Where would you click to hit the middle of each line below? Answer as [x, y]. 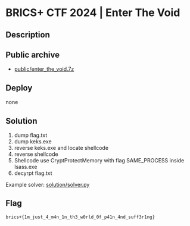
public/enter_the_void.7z [44, 69]
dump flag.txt [31, 135]
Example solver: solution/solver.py [48, 185]
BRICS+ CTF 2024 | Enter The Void [93, 13]
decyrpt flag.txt [33, 173]
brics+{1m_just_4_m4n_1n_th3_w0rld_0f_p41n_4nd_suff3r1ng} [80, 217]
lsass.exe [26, 167]
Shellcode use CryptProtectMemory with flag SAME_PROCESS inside [99, 161]
